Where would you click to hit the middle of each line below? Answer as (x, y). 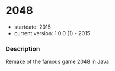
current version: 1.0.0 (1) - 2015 (52, 33)
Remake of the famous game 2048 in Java (57, 62)
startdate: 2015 (33, 27)
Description (23, 48)
